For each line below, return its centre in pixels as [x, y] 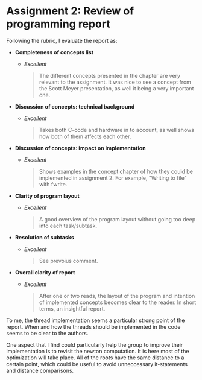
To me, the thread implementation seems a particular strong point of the [96, 320]
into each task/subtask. [68, 226]
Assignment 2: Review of [70, 11]
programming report [58, 24]
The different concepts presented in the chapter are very [110, 75]
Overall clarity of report [45, 272]
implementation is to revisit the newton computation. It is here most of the [98, 351]
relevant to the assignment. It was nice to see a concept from [115, 82]
